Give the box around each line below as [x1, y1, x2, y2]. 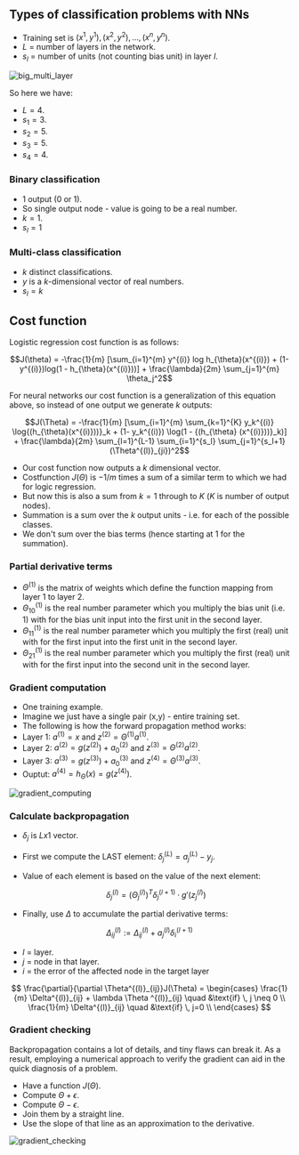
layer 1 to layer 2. [21, 592, 85, 602]
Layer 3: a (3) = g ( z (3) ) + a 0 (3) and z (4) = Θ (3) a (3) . [21, 754, 201, 768]
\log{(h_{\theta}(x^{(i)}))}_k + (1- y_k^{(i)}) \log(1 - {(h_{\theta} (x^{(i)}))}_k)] [12, 426, 287, 437]
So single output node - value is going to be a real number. [21, 203, 238, 214]
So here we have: [9, 88, 73, 99]
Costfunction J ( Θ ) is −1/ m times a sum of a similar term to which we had [21, 472, 287, 483]
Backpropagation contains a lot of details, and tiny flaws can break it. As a [9, 1044, 281, 1054]
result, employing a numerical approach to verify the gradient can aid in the [9, 1054, 286, 1064]
